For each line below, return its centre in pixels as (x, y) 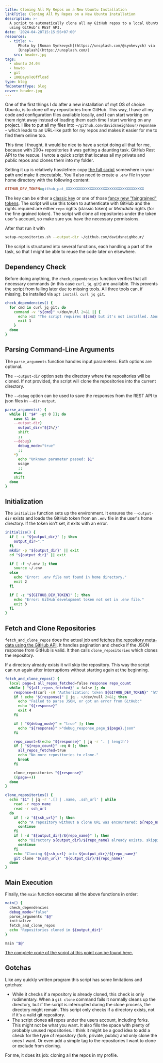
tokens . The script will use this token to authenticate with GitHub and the (78, 203)
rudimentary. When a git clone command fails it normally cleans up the (84, 999)
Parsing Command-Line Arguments (60, 350)
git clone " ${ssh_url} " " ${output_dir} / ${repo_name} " (69, 858)
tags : (10, 59)
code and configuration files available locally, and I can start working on (77, 115)
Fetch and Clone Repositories (50, 628)
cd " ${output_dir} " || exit (38, 555)
